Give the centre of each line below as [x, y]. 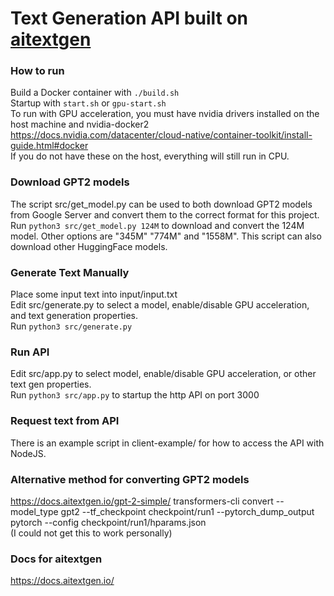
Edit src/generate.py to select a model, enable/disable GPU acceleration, [160, 305]
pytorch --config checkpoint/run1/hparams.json [108, 522]
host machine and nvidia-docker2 [80, 124]
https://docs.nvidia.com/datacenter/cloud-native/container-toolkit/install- [161, 135]
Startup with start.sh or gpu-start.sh [88, 103]
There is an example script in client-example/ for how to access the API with [167, 443]
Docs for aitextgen [56, 559]
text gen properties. [51, 384]
